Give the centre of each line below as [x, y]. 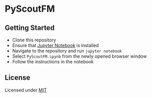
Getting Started [30, 28]
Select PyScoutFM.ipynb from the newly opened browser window [79, 56]
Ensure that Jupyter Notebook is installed [55, 45]
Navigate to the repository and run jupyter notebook [67, 51]
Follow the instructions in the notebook [53, 62]
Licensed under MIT [26, 90]
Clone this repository [34, 40]
